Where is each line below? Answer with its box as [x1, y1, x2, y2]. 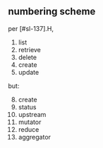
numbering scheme [8, 6, 96, 18]
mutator [18, 118, 42, 126]
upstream [18, 110, 47, 118]
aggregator [18, 132, 51, 141]
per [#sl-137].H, [8, 24, 54, 32]
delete [18, 53, 37, 61]
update [18, 68, 40, 76]
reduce [18, 125, 40, 133]
